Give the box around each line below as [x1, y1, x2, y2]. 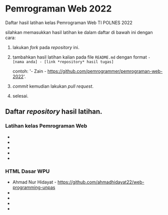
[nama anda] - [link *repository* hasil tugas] [12, 59, 114, 64]
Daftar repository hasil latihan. [5, 107, 103, 116]
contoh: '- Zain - [12, 68, 47, 74]
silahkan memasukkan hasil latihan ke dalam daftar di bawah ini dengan [5, 29, 153, 35]
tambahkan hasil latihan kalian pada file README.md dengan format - [12, 54, 150, 60]
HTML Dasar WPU [5, 167, 50, 174]
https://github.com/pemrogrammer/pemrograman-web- [47, 68, 163, 74]
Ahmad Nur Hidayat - [12, 179, 57, 185]
